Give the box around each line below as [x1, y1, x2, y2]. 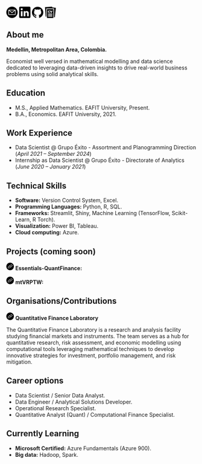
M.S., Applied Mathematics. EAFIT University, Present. [14, 104, 150, 111]
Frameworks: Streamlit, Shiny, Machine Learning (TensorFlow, [14, 210, 171, 217]
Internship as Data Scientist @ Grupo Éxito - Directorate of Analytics [14, 156, 185, 164]
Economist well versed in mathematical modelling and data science [6, 57, 173, 65]
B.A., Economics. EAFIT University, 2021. [14, 110, 116, 118]
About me [6, 30, 44, 40]
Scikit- [171, 210, 188, 217]
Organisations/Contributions [6, 296, 117, 306]
